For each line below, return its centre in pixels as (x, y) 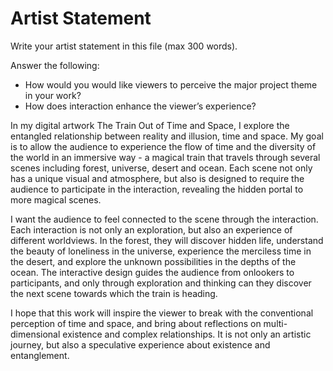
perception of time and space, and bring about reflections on (136, 323)
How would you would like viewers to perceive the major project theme (171, 84)
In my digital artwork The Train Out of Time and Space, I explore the (150, 125)
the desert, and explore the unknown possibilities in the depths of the (153, 261)
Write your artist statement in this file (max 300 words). (124, 46)
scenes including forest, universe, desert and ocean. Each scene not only (161, 168)
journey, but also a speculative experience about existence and (140, 344)
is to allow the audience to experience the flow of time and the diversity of (163, 146)
